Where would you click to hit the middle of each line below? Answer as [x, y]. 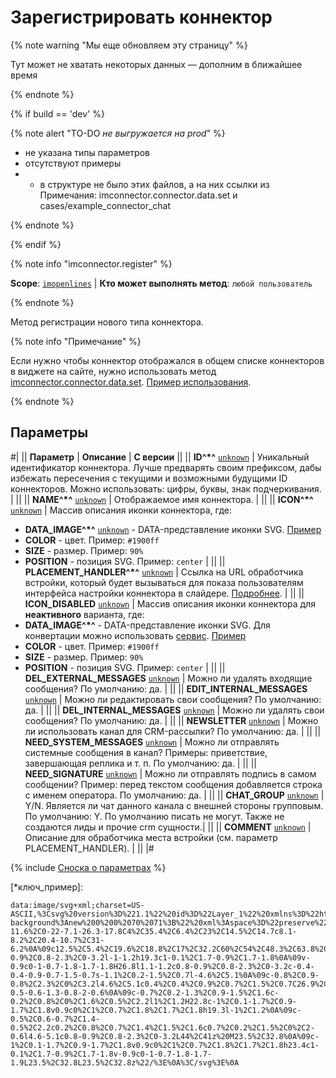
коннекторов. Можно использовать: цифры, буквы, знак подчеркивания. [166, 488]
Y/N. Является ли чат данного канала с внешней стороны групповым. [174, 805]
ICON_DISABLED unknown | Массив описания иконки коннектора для [170, 603]
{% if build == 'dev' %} [57, 113]
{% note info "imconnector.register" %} [91, 263]
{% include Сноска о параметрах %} [88, 867]
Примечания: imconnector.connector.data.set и [138, 195]
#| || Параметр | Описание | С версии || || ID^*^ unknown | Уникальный [160, 457]
